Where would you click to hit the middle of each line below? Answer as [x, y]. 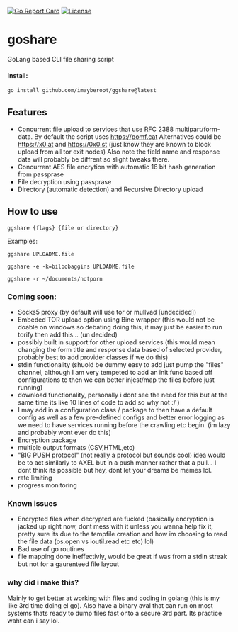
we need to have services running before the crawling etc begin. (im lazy [124, 425]
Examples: [22, 241]
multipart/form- [198, 129]
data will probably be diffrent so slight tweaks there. [93, 159]
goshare [32, 40]
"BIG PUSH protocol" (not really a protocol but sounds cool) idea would [121, 455]
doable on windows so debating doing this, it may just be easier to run [120, 327]
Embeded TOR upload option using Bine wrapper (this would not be [116, 320]
